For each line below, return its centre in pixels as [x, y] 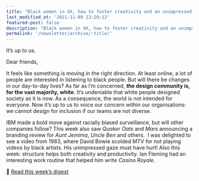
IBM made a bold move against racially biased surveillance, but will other [95, 122]
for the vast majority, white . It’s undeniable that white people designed [93, 92]
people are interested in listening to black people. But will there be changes [98, 80]
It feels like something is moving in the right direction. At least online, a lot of [99, 73]
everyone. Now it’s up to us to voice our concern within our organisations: [96, 105]
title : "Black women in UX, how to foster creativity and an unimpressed [99, 12]
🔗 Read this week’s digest [37, 172]
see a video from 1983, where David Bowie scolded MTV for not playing [94, 141]
